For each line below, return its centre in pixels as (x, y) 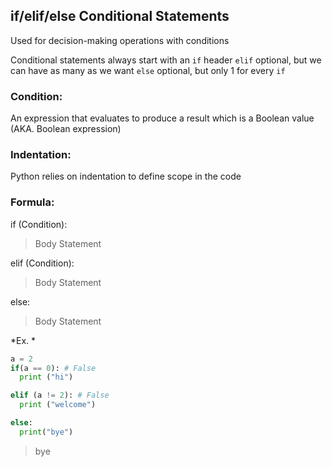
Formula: (32, 202)
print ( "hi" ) (46, 377)
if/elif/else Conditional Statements (120, 16)
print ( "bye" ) (46, 432)
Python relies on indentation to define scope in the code (126, 176)
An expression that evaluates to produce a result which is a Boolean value (162, 118)
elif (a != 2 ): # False (60, 395)
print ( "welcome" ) (58, 405)
